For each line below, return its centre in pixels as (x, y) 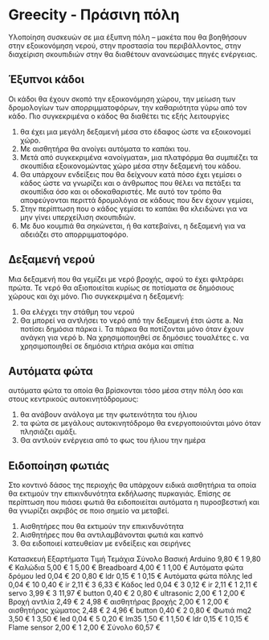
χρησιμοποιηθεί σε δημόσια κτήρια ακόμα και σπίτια (107, 346)
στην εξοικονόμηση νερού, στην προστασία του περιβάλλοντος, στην (125, 45)
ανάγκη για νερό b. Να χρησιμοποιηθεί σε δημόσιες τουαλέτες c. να (134, 337)
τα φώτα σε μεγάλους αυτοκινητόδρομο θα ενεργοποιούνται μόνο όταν (141, 423)
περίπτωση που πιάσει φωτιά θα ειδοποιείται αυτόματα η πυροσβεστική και (134, 502)
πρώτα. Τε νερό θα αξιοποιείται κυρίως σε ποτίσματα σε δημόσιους (121, 287)
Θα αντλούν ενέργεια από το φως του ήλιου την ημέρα (113, 440)
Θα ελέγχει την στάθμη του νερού (77, 312)
